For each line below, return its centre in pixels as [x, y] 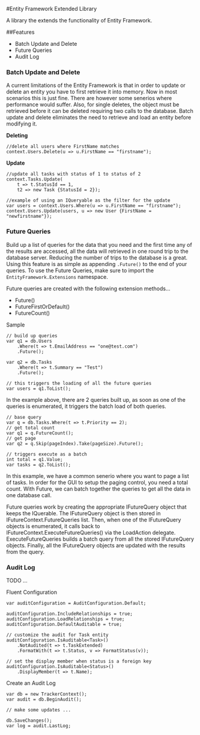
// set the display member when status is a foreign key [79, 661]
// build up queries [32, 336]
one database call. [29, 495]
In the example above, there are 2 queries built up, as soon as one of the [96, 399]
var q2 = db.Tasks [29, 362]
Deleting [17, 136]
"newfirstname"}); [29, 217]
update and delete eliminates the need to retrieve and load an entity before [99, 118]
